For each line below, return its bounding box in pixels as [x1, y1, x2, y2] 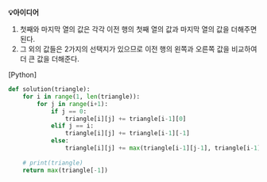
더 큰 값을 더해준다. [19, 55, 79, 63]
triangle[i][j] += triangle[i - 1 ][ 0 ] [64, 115, 187, 123]
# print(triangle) [22, 158, 83, 167]
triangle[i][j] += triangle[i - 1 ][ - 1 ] [64, 130, 191, 138]
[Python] [8, 70, 37, 79]
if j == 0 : [50, 107, 87, 116]
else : [50, 137, 69, 145]
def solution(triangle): [8, 85, 91, 93]
